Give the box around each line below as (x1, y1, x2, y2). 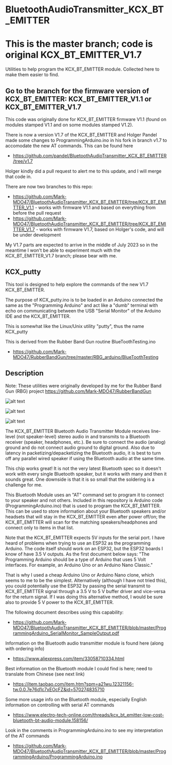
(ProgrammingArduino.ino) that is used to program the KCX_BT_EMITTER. (5, 502, 161, 509)
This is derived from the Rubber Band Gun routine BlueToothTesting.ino (5, 338, 156, 344)
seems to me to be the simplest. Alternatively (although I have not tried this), (5, 577, 167, 583)
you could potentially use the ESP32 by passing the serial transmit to (5, 583, 150, 589)
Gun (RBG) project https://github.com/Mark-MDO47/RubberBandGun (5, 388, 151, 394)
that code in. (5, 173, 32, 180)
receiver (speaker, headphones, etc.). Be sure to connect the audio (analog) (5, 439, 166, 445)
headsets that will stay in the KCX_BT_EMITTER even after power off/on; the (5, 513, 166, 519)
